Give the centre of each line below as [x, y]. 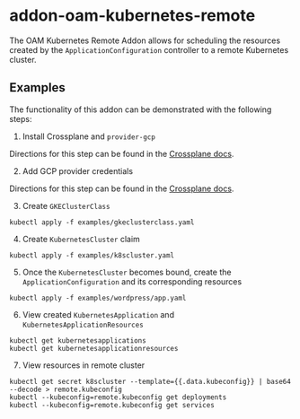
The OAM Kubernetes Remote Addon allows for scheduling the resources [145, 40]
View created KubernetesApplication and [98, 314]
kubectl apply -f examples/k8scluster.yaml [92, 255]
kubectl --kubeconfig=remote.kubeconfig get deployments [118, 397]
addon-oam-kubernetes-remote [132, 16]
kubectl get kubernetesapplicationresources [94, 348]
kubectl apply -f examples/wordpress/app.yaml [98, 298]
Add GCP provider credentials [77, 170]
